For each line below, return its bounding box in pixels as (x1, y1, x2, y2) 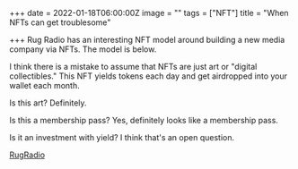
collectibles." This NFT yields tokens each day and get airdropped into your (9, 71, 288, 81)
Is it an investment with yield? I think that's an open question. (9, 132, 235, 142)
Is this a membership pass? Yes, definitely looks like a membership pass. (9, 115, 278, 125)
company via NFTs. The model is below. (9, 44, 157, 55)
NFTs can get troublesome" (9, 17, 111, 28)
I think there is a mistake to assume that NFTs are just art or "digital (9, 62, 258, 72)
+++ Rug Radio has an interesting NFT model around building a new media (9, 35, 285, 45)
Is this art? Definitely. (9, 97, 87, 108)
